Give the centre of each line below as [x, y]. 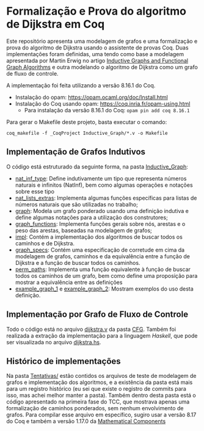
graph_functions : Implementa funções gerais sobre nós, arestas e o [100, 223]
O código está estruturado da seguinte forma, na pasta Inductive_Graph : [97, 167]
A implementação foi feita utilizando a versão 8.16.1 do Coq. [81, 85]
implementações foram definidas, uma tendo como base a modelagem [95, 54]
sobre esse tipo [35, 191]
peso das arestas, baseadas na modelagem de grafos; [84, 230]
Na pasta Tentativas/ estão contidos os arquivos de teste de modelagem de [101, 376]
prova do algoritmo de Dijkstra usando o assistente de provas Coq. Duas [97, 48]
